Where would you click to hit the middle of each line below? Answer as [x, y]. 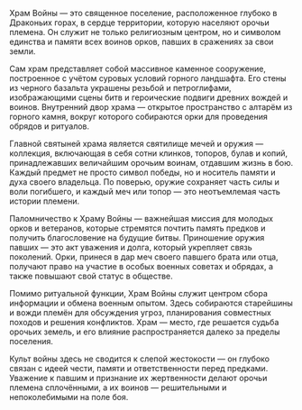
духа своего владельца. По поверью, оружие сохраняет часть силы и [144, 182]
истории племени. [44, 201]
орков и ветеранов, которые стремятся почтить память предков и [137, 228]
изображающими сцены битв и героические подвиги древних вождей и [149, 97]
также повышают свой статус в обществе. [91, 276]
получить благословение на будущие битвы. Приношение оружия [137, 237]
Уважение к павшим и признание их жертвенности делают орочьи [138, 378]
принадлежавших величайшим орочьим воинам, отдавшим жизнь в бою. [151, 163]
